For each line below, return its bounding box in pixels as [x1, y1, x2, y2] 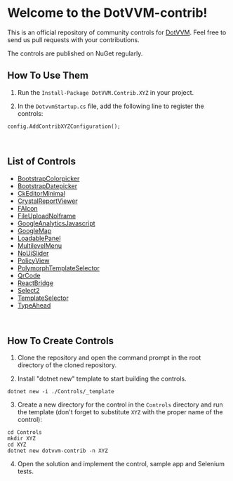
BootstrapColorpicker [17, 174, 80, 183]
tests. [17, 467, 34, 475]
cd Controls [7, 429, 42, 436]
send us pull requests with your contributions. [7, 35, 140, 44]
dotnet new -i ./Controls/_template [7, 388, 114, 395]
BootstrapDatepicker [17, 181, 78, 190]
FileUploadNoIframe [17, 211, 76, 220]
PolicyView [17, 256, 50, 265]
